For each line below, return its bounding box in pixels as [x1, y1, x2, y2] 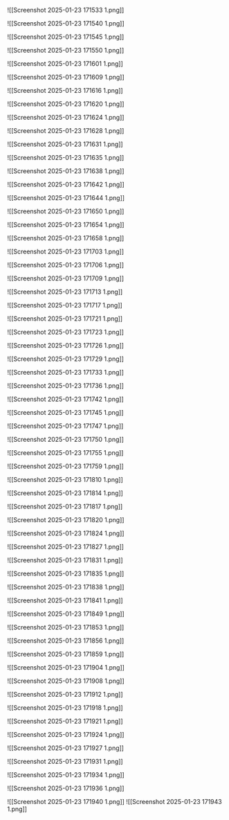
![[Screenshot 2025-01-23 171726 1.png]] [7, 341, 125, 349]
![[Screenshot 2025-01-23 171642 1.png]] [7, 180, 125, 188]
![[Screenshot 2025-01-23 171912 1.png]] [7, 690, 123, 698]
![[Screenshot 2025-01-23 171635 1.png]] [7, 154, 125, 161]
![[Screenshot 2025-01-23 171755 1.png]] [7, 449, 124, 456]
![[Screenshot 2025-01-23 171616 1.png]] [7, 87, 123, 94]
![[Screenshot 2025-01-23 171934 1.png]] [7, 771, 125, 778]
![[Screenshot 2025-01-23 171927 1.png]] [7, 744, 125, 752]
